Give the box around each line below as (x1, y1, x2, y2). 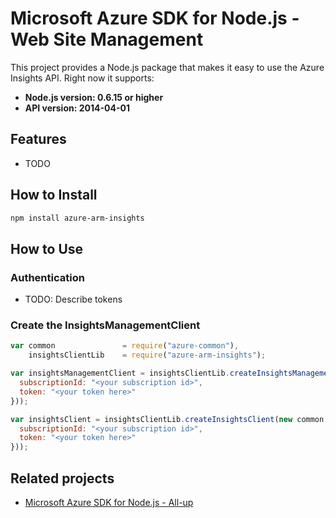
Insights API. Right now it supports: (10, 72, 155, 84)
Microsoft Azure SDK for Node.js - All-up (24, 496, 194, 508)
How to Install (10, 187, 98, 204)
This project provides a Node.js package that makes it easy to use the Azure (10, 61, 325, 73)
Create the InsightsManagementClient (10, 318, 201, 332)
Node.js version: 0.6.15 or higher (24, 91, 164, 103)
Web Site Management (10, 28, 204, 51)
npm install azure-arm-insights (10, 213, 145, 223)
